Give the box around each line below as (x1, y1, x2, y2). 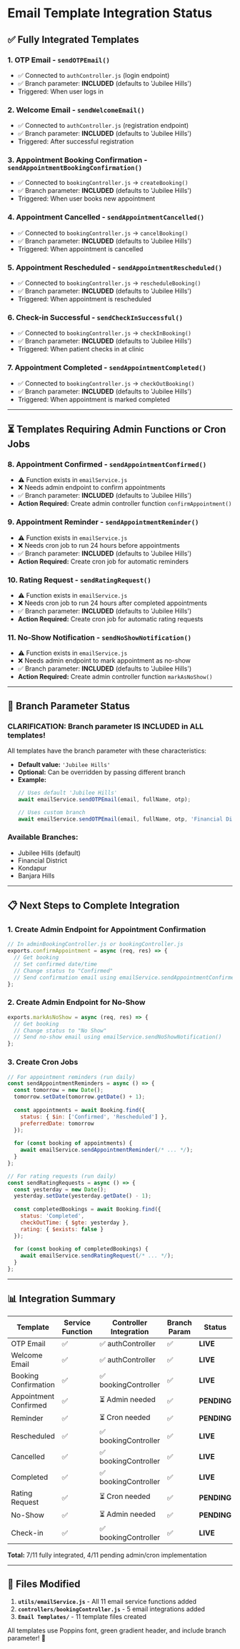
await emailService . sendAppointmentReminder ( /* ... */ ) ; (20, 1146, 194, 1154)
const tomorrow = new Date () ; (14, 1087, 104, 1094)
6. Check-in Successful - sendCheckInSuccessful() (7, 312, 184, 322)
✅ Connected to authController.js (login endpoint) (17, 71, 170, 79)
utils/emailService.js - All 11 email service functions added (17, 1597, 196, 1605)
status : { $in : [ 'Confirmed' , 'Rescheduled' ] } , (20, 1113, 168, 1121)
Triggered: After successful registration (17, 137, 134, 146)
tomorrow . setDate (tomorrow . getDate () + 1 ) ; (14, 1093, 145, 1101)
